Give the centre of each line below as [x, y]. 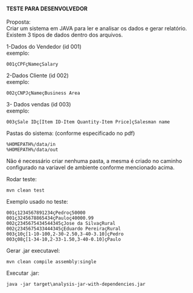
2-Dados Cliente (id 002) [37, 75]
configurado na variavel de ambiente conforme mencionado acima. [90, 168]
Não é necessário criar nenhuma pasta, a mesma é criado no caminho [94, 161]
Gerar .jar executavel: [33, 251]
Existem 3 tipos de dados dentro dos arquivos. [65, 35]
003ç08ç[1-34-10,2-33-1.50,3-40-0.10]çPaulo [64, 240]
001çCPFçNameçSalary [33, 64]
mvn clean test [26, 191]
